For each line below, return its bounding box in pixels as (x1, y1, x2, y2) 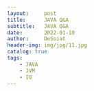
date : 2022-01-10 (7, 29, 75, 36)
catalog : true (7, 49, 48, 55)
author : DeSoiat (7, 36, 67, 42)
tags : (7, 55, 23, 62)
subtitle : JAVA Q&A (7, 23, 69, 29)
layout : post (7, 10, 57, 17)
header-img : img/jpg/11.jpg (7, 42, 88, 49)
